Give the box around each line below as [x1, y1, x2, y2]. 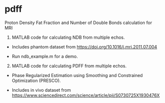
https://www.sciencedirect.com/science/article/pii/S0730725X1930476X [11, 92, 160, 98]
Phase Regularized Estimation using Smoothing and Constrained [11, 72, 143, 78]
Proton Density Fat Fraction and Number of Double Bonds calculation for [4, 20, 152, 26]
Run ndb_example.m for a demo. [11, 53, 78, 59]
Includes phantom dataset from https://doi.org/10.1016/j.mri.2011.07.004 [11, 44, 158, 50]
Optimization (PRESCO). [11, 77, 61, 83]
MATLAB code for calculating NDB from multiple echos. [11, 34, 125, 40]
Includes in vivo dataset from [11, 87, 71, 93]
